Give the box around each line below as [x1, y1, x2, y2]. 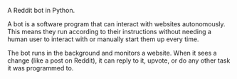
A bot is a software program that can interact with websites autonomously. [7, 20, 226, 28]
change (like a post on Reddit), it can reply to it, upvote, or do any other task [7, 56, 231, 65]
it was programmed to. [7, 64, 74, 72]
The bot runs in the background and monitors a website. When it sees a [7, 49, 217, 57]
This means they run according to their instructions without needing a [7, 28, 212, 36]
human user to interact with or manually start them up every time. [7, 35, 199, 43]
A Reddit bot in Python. [7, 6, 75, 14]
